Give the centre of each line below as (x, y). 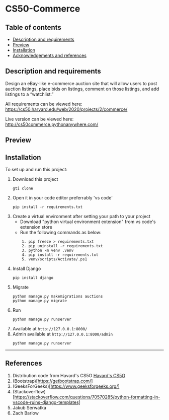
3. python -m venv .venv (48, 251)
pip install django (33, 278)
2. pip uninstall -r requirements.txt (62, 246)
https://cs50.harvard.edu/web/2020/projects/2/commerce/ (66, 109)
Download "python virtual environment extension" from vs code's (88, 222)
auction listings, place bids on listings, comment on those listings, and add (82, 89)
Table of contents (33, 27)
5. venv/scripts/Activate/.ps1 (55, 259)
